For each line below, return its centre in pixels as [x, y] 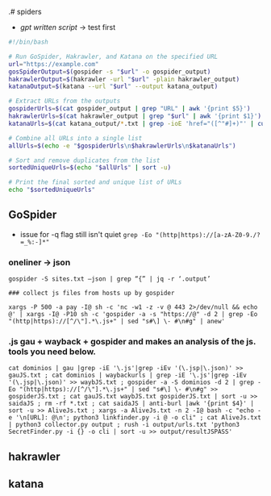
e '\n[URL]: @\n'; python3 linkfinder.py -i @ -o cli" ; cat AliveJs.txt [135, 418]
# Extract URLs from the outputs [65, 101]
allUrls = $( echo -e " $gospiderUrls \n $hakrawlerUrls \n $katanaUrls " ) [122, 146]
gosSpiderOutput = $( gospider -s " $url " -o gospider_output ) [110, 72]
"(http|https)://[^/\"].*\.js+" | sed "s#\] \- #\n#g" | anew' [117, 322]
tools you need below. [52, 352]
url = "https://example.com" [54, 64]
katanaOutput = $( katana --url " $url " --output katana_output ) [113, 87]
